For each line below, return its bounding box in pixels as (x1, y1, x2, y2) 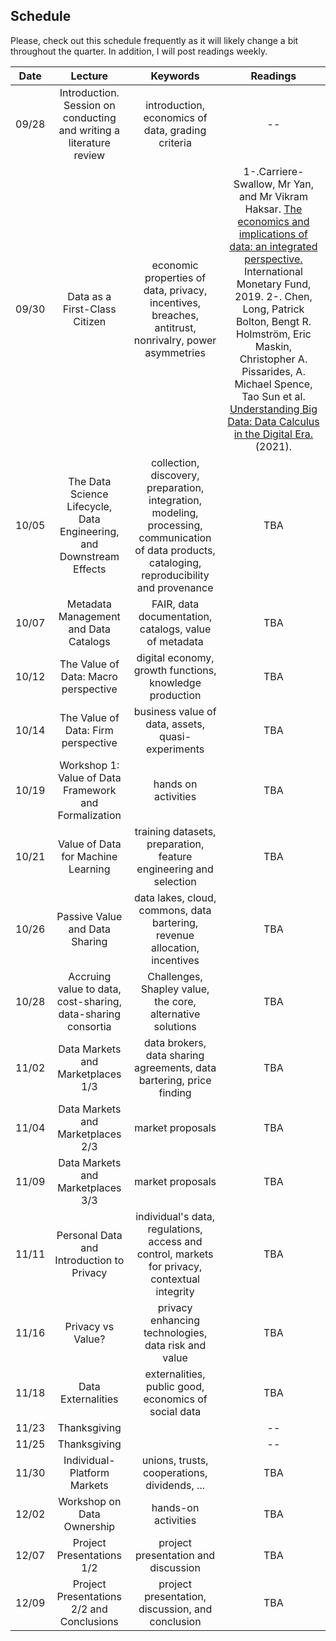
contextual (150, 1272, 200, 1286)
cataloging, (148, 555, 202, 569)
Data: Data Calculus (227, 414, 320, 428)
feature (158, 849, 193, 863)
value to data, (57, 982, 122, 996)
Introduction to (54, 1253, 125, 1267)
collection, (150, 455, 200, 469)
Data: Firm (64, 723, 114, 737)
